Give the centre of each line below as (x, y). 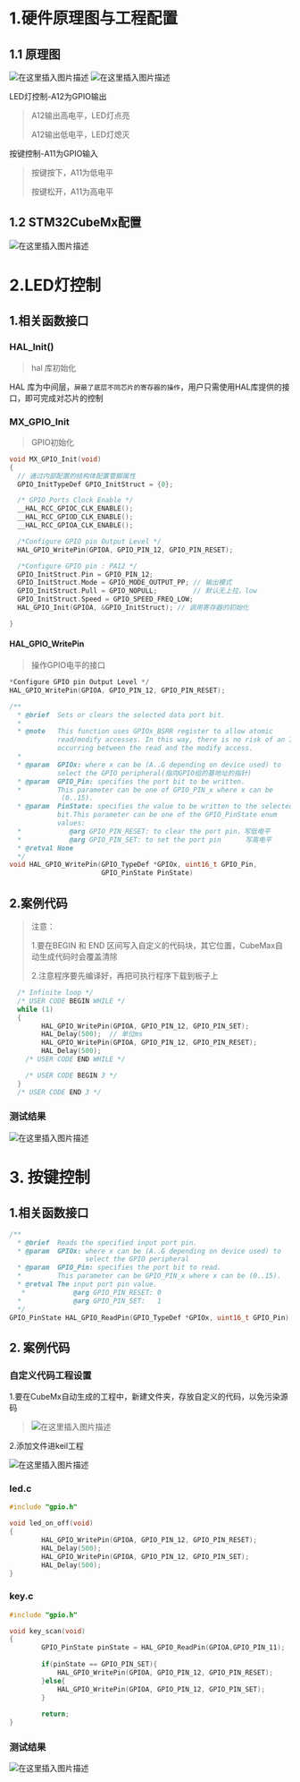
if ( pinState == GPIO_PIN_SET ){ (100, 1665)
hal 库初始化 (54, 367)
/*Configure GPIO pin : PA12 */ (78, 566)
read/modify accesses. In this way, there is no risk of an (171, 740)
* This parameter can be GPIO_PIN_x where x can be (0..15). (149, 1276)
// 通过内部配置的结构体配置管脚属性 (77, 475)
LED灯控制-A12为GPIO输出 (58, 96)
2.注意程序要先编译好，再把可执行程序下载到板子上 (125, 976)
